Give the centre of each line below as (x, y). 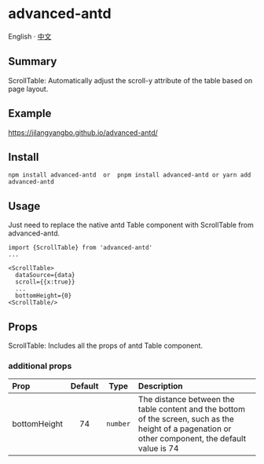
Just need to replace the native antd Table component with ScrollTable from (131, 225)
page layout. (28, 89)
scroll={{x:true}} (46, 282)
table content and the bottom (192, 409)
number (118, 424)
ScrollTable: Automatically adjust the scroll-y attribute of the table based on (130, 80)
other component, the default (192, 439)
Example (30, 113)
